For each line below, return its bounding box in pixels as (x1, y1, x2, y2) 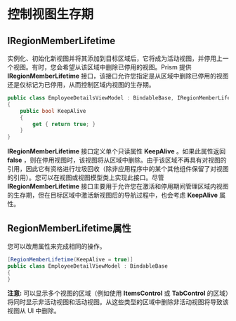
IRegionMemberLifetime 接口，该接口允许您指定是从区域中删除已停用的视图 (7, 71, 229, 80)
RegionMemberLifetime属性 (7, 222, 131, 234)
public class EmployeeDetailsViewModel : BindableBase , (7, 95, 174, 102)
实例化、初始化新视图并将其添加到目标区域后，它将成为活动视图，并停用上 (7, 54, 223, 62)
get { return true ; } (32, 121, 96, 128)
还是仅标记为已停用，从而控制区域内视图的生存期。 (7, 81, 155, 88)
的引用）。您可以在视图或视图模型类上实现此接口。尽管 (7, 173, 164, 182)
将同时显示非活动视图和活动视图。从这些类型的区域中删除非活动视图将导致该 (7, 298, 229, 306)
